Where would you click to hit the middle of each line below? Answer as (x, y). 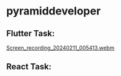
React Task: (29, 67)
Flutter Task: (31, 33)
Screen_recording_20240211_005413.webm (60, 48)
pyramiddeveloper (54, 11)
